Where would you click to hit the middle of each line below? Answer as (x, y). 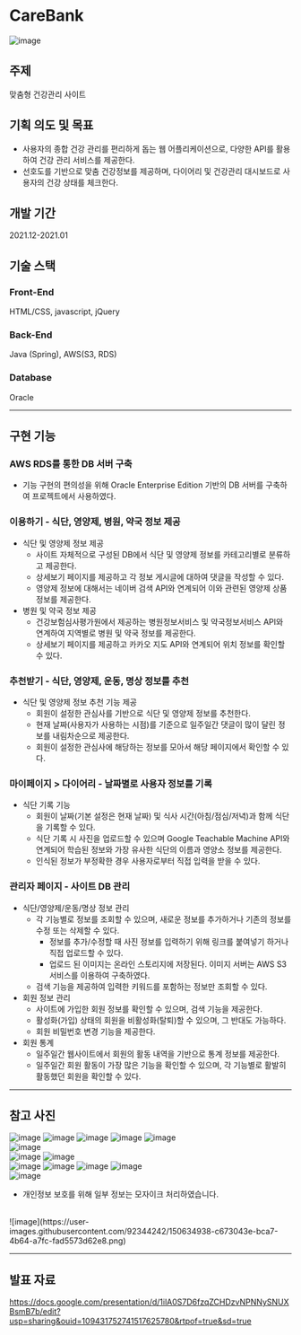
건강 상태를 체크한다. (82, 182)
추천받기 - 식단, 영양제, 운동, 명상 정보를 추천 (99, 681)
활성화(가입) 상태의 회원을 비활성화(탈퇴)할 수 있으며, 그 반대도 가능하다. (161, 1020)
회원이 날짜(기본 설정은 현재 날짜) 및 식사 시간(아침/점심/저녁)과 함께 (154, 816)
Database (30, 378)
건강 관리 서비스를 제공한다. (87, 160)
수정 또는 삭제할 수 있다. (77, 930)
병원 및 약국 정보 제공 (59, 610)
